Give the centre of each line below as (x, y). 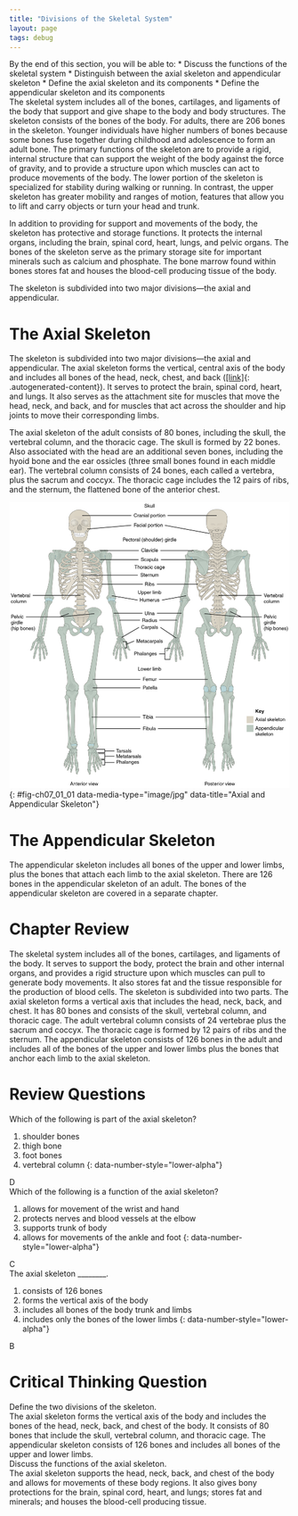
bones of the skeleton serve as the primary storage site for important (136, 252)
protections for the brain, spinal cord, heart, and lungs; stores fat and (136, 1492)
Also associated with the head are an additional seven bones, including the (146, 451)
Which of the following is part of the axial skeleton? (103, 1119)
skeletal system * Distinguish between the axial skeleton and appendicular (145, 74)
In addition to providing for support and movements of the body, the (133, 224)
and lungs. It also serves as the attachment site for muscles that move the (145, 396)
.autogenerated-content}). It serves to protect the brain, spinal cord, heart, (146, 387)
